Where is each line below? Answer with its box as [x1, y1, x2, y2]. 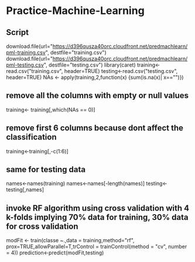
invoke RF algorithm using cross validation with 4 [6, 203, 189, 213]
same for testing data [6, 165, 86, 174]
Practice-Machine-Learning [6, 4, 145, 18]
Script [6, 27, 29, 37]
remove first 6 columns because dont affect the [6, 123, 183, 133]
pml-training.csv [6, 49, 46, 56]
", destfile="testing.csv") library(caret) [43, 61, 136, 68]
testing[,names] [6, 186, 45, 193]
